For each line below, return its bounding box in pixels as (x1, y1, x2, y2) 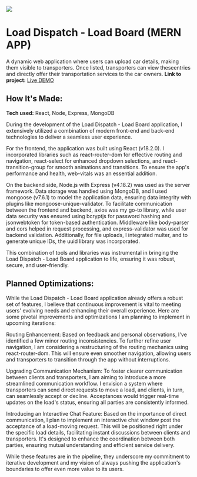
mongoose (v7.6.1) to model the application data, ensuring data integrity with (6, 193, 191, 200)
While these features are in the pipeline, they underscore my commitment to (6, 453, 191, 460)
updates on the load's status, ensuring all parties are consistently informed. (6, 399, 189, 406)
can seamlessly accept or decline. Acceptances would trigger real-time (6, 392, 179, 399)
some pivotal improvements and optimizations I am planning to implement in (6, 313, 191, 320)
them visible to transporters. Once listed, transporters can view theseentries (6, 64, 191, 71)
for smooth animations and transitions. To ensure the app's (46, 163, 190, 170)
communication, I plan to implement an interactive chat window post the (6, 416, 181, 423)
